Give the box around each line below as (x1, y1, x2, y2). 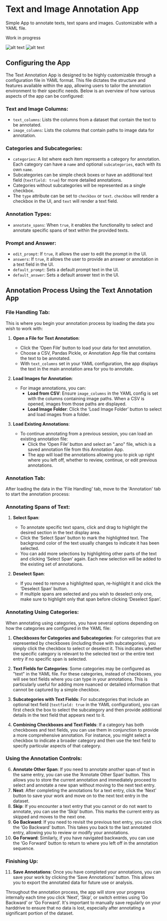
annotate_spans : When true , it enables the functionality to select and (12, 222, 153, 228)
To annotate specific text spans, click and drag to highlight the (20, 524, 148, 530)
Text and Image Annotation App (5, 3, 139, 15)
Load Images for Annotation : (12, 375, 73, 381)
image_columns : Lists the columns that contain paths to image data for (12, 127, 155, 133)
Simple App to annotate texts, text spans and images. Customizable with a (5, 20, 158, 26)
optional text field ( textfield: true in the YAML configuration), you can (12, 701, 159, 707)
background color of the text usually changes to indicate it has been (20, 540, 160, 546)
